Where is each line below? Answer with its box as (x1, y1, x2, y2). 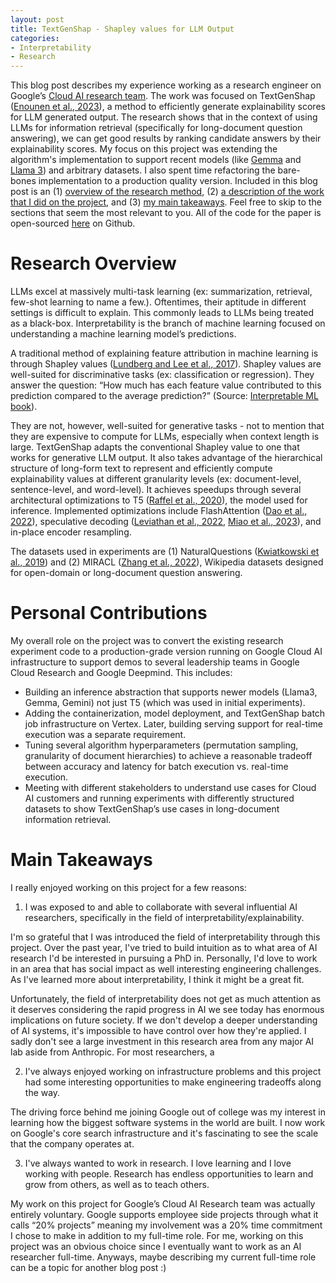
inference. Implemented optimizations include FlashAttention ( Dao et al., (10, 505, 308, 517)
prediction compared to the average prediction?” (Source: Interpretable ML (10, 390, 319, 402)
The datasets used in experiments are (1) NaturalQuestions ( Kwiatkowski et (10, 546, 320, 558)
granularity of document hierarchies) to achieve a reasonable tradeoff (24, 750, 313, 761)
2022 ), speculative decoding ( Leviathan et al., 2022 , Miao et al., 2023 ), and (10, 516, 322, 528)
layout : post (10, 14, 65, 25)
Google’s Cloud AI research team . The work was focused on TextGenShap (10, 90, 316, 102)
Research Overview (10, 252, 177, 275)
